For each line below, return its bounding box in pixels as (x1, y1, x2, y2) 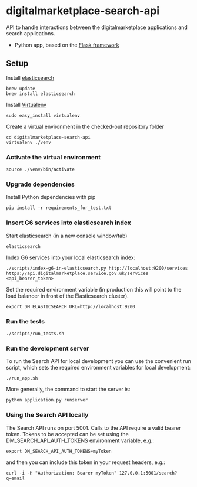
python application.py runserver (6, 397, 88, 403)
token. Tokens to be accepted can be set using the (6, 430, 129, 437)
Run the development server (6, 344, 89, 352)
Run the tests (6, 317, 45, 325)
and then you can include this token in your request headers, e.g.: (6, 459, 166, 466)
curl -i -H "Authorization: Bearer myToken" (6, 470, 117, 476)
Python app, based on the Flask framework (14, 41, 119, 48)
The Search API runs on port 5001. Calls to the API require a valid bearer (6, 424, 181, 432)
